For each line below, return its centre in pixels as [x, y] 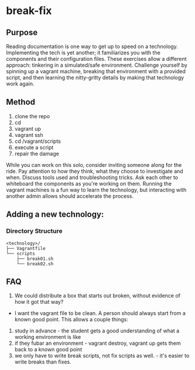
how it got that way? [39, 302]
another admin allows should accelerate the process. [70, 196]
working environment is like [48, 337]
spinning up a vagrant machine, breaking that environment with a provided [96, 71]
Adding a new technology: [55, 215]
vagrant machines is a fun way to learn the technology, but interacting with [96, 190]
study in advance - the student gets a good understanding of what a [97, 331]
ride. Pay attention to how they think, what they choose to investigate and [95, 171]
